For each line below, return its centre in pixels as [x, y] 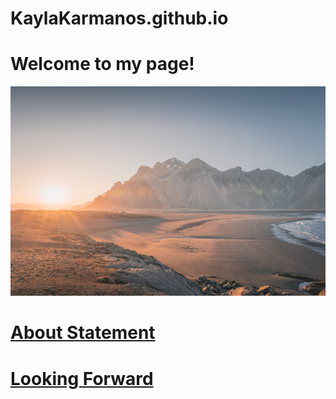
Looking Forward [82, 378]
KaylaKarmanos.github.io [119, 18]
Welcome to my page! [102, 64]
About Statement [83, 333]
